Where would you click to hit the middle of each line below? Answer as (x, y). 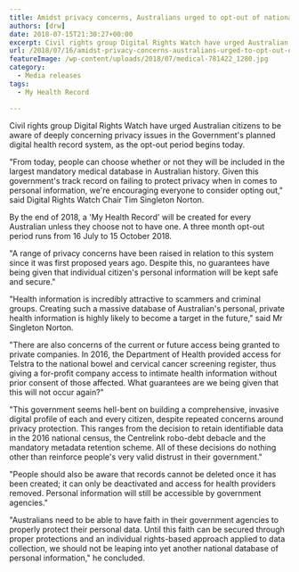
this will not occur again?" (57, 392)
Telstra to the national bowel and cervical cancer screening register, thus (143, 363)
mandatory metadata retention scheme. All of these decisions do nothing (143, 447)
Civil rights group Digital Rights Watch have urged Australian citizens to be (145, 125)
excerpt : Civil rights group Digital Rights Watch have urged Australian (149, 42)
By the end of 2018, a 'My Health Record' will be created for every (130, 217)
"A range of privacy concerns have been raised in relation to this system (141, 253)
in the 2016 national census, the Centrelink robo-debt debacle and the (137, 437)
